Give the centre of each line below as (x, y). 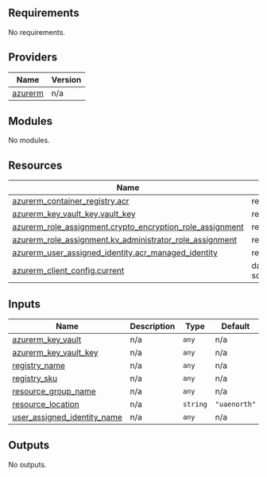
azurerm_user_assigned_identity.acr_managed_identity (115, 253)
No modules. (29, 140)
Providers (33, 58)
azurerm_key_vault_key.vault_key (74, 214)
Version (66, 79)
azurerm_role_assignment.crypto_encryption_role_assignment (128, 227)
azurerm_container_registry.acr (71, 201)
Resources (35, 165)
